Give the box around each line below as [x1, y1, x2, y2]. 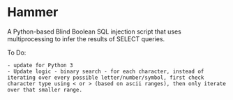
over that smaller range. [7, 86, 82, 93]
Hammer [7, 4, 59, 20]
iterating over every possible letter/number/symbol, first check [7, 74, 204, 81]
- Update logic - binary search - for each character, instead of [7, 68, 204, 75]
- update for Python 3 [7, 62, 73, 69]
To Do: [7, 48, 27, 57]
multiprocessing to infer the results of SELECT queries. [7, 34, 165, 43]
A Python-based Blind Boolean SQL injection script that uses [7, 27, 181, 36]
